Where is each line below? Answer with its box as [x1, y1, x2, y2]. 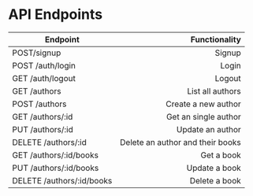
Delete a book [189, 175, 242, 186]
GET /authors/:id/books [12, 150, 99, 161]
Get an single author [166, 111, 242, 122]
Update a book [186, 162, 242, 173]
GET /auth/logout [12, 72, 76, 83]
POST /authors [12, 98, 67, 109]
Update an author [176, 124, 242, 135]
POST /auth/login [12, 60, 76, 71]
